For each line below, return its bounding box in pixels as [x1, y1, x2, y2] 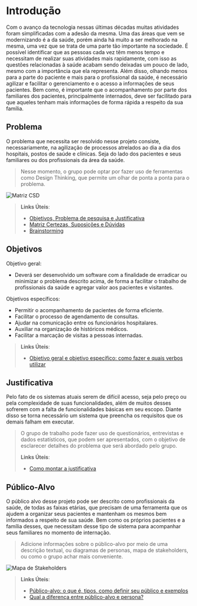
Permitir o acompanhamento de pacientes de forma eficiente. [14, 306, 164, 313]
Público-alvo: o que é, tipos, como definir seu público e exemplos [29, 587, 188, 594]
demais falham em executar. [6, 418, 75, 425]
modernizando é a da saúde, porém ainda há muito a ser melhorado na [6, 36, 178, 43]
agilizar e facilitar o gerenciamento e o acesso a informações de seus [6, 80, 175, 87]
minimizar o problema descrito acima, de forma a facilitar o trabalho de [14, 277, 187, 284]
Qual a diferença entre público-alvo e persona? [29, 594, 144, 601]
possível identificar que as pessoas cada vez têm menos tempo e [6, 48, 165, 55]
